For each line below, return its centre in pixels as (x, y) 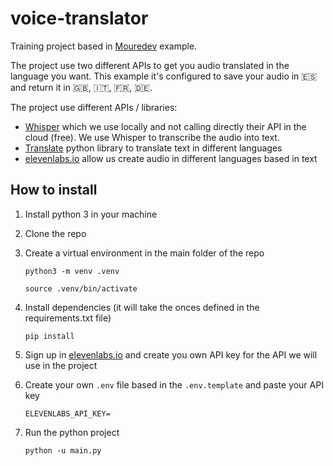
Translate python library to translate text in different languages (153, 148)
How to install (54, 190)
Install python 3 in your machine (91, 214)
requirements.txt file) (68, 318)
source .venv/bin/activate (81, 288)
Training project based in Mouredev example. (104, 46)
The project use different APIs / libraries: (94, 107)
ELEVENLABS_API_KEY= (67, 413)
